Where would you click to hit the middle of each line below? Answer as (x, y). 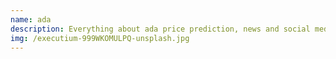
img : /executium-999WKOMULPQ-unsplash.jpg (100, 38)
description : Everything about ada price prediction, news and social (160, 29)
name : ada (31, 19)
